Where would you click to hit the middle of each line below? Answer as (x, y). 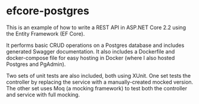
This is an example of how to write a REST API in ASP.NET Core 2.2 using (96, 27)
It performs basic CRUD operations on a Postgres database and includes (95, 45)
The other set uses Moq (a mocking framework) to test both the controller (97, 88)
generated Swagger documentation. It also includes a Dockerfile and (91, 51)
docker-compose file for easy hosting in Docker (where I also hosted (91, 58)
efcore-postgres (48, 11)
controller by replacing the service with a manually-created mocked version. (100, 82)
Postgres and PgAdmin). (36, 64)
